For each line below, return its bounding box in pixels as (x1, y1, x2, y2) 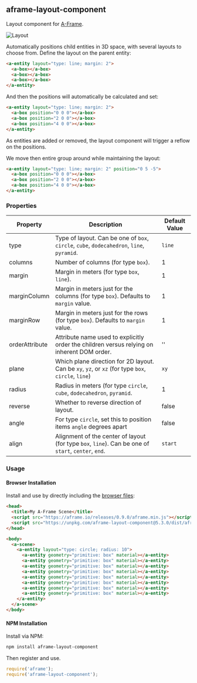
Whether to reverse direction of (55, 399, 142, 407)
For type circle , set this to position (55, 415, 151, 423)
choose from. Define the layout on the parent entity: (6, 49, 131, 56)
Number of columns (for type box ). (55, 258, 150, 267)
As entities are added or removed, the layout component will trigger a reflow (6, 137, 191, 144)
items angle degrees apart (55, 423, 127, 431)
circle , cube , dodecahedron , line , (55, 241, 145, 250)
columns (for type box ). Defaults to (55, 292, 151, 300)
